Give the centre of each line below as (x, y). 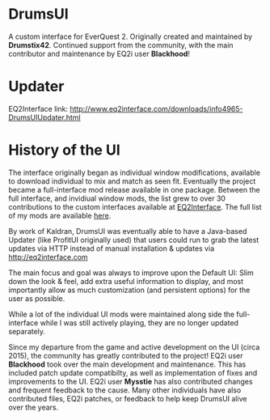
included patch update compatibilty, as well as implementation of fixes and (133, 372)
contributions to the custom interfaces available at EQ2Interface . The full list (135, 206)
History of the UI (65, 150)
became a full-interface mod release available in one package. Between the (134, 189)
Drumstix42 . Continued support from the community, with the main (121, 45)
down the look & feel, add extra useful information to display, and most (126, 281)
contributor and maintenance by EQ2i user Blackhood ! (99, 53)
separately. (27, 331)
